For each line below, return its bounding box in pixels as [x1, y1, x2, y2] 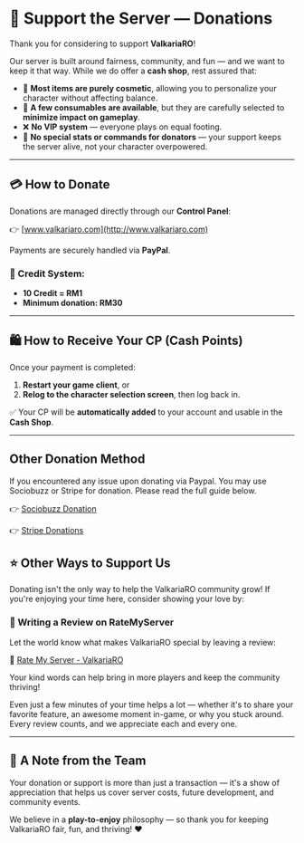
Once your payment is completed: [9, 361, 136, 372]
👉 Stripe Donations [9, 524, 84, 535]
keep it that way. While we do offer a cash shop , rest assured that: [9, 65, 258, 76]
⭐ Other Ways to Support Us [9, 556, 171, 571]
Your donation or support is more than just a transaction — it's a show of [9, 777, 280, 788]
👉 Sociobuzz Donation [9, 503, 97, 514]
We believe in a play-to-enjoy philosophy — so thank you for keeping [9, 814, 269, 825]
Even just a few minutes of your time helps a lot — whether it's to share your [9, 699, 294, 710]
